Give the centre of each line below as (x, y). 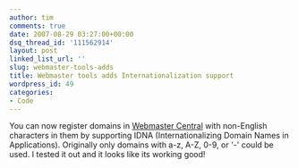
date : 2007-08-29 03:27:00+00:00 (72, 34)
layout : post (34, 51)
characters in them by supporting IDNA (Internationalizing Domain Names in (149, 136)
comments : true (38, 26)
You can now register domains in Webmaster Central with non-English (138, 126)
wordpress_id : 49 (42, 84)
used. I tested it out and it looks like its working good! (107, 155)
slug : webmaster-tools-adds (62, 68)
